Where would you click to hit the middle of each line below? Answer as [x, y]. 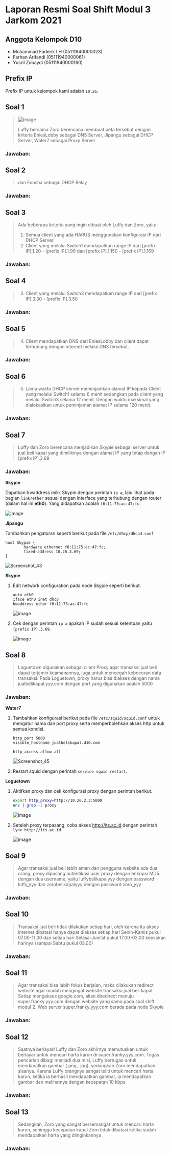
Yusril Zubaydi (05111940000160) [48, 62]
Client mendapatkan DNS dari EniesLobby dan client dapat [87, 341]
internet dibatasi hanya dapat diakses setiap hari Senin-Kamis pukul [89, 932]
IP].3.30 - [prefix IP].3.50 [52, 299]
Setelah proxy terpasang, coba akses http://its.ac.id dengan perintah [85, 825]
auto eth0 [23, 595]
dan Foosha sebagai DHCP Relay [52, 183]
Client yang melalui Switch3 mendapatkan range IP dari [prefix [91, 293]
